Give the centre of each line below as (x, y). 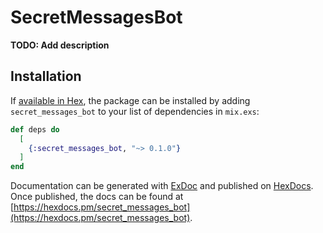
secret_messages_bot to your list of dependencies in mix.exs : (135, 111)
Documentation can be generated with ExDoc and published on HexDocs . (162, 186)
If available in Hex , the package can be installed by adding (130, 100)
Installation (46, 76)
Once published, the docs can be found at (97, 197)
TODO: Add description (60, 45)
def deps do (35, 129)
